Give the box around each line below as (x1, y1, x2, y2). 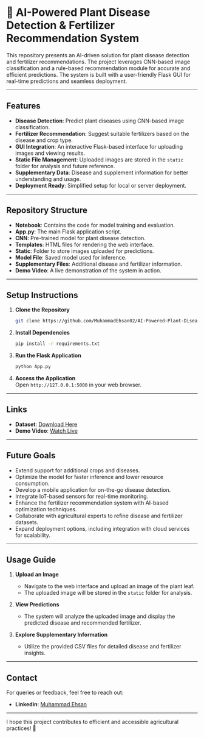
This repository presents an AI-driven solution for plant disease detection (6, 51, 189, 59)
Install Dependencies (15, 329, 70, 336)
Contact (6, 673, 38, 683)
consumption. (15, 480, 50, 487)
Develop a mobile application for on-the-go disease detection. (15, 486, 171, 493)
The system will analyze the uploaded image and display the (24, 612, 175, 620)
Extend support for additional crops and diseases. (15, 466, 140, 474)
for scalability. (15, 531, 50, 539)
